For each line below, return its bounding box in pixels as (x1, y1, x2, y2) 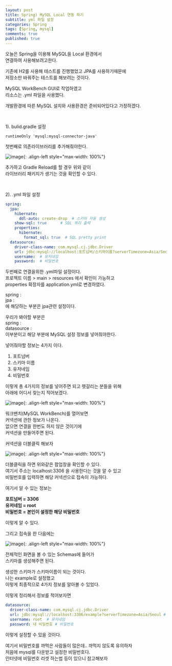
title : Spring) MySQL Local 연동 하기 (5, 12, 84, 17)
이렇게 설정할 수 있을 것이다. (5, 631, 61, 638)
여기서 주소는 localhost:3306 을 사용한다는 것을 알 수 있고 (5, 468, 121, 474)
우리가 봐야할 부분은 (5, 314, 45, 320)
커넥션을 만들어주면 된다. (5, 430, 55, 436)
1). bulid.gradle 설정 (5, 123, 46, 130)
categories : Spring (5, 22, 47, 27)
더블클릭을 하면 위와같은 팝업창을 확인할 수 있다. (5, 462, 101, 468)
